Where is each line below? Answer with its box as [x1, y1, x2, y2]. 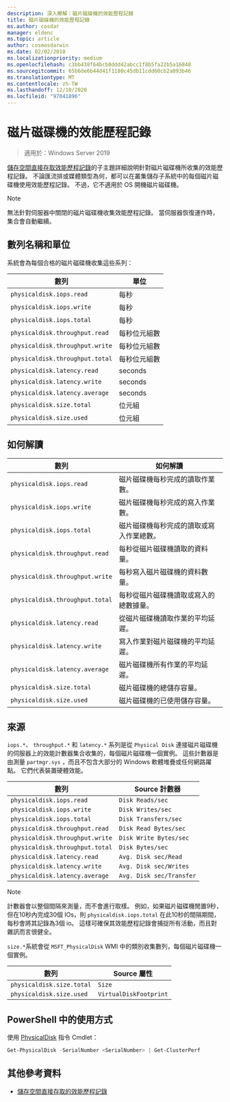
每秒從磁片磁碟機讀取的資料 [118, 544, 209, 553]
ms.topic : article [7, 36, 60, 43]
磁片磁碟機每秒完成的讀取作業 [118, 474, 216, 484]
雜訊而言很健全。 [7, 928, 55, 936]
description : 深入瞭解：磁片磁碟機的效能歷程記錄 [7, 10, 134, 17]
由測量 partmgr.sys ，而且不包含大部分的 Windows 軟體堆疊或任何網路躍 [7, 758, 212, 766]
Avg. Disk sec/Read [118, 853, 183, 861]
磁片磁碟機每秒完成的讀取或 [118, 520, 209, 530]
